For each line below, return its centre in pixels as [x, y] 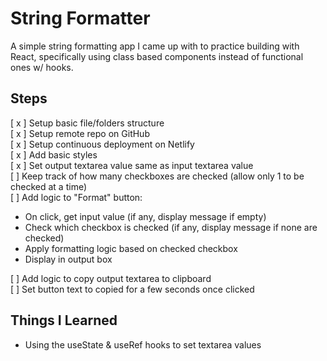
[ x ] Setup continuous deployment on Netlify [102, 144]
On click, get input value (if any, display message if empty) [145, 216]
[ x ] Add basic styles [54, 154]
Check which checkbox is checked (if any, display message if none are [171, 227]
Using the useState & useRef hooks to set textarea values [143, 344]
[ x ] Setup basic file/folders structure [87, 123]
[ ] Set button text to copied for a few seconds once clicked [132, 289]
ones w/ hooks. [42, 67]
